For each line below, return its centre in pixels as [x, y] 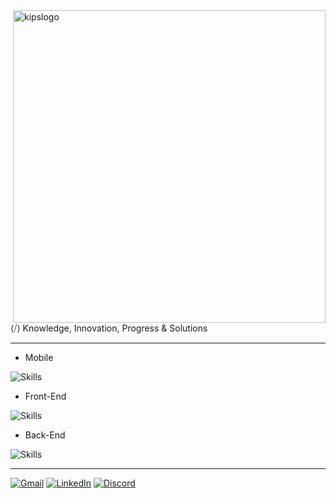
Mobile [39, 357]
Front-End [45, 396]
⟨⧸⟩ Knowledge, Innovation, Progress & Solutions [109, 328]
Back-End [45, 435]
